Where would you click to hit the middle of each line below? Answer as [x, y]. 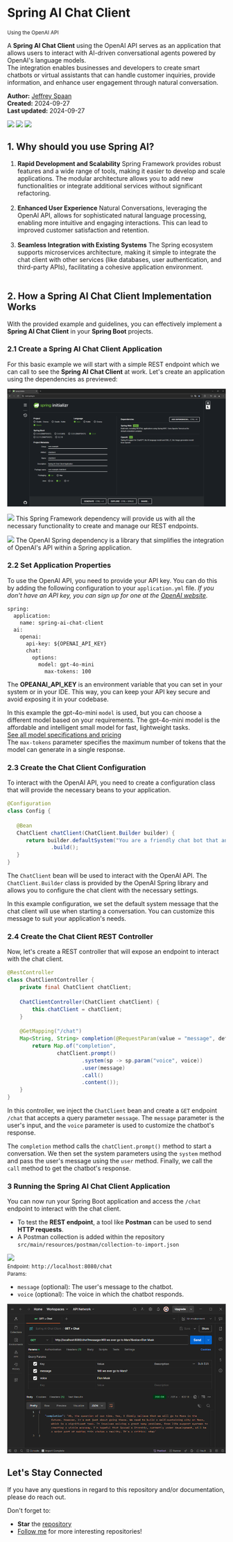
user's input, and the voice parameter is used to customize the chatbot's [111, 1125]
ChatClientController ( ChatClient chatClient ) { [89, 1002]
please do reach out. [37, 1497]
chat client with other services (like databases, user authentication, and [119, 259]
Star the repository [44, 1524]
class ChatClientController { [51, 980]
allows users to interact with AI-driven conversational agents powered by [112, 53]
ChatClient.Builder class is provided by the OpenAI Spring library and [108, 883]
